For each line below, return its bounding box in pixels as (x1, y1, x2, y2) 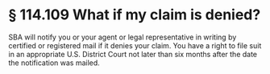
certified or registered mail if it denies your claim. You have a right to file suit (8, 40, 262, 50)
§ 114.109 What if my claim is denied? (8, 6, 261, 24)
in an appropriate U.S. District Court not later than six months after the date (8, 49, 258, 59)
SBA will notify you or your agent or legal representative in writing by (8, 32, 237, 42)
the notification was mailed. (8, 58, 101, 68)
